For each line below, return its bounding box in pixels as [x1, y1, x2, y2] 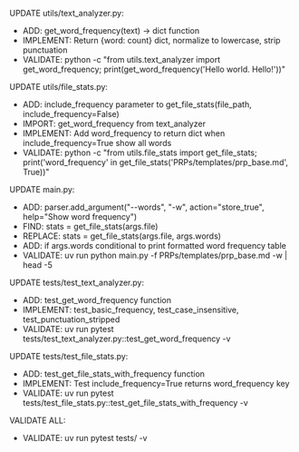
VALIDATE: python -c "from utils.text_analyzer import [22, 54, 221, 64]
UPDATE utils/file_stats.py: [9, 82, 109, 92]
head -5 [22, 260, 53, 270]
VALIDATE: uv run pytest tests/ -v [22, 433, 148, 443]
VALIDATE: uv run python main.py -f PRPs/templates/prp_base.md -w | [22, 250, 288, 260]
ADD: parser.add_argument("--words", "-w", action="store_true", [22, 201, 265, 212]
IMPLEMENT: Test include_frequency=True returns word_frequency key [22, 378, 290, 388]
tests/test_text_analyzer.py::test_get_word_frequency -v [22, 333, 231, 344]
